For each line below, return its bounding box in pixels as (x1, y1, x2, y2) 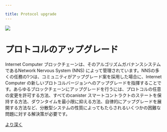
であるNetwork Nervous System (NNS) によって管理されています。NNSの (5, 67, 156, 73)
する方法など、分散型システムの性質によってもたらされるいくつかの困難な (9, 105, 162, 111)
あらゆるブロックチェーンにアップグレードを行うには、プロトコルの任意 (13, 86, 162, 92)
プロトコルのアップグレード (5, 44, 119, 55)
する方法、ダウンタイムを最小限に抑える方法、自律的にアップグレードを (9, 98, 158, 104)
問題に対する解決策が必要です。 (5, 111, 71, 117)
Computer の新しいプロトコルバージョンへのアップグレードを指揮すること (5, 80, 158, 86)
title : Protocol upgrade (5, 11, 57, 16)
